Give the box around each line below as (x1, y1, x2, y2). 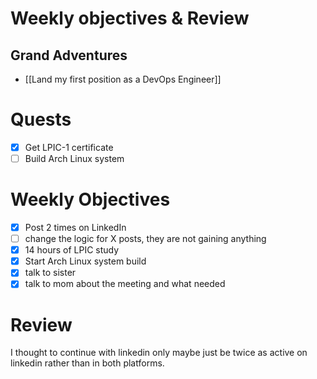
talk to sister (24, 267, 77, 279)
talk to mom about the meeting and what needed (24, 278, 226, 290)
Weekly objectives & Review (10, 7, 250, 30)
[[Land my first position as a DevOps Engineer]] (24, 73, 222, 85)
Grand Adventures (10, 47, 128, 64)
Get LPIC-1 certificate (24, 141, 114, 153)
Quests (10, 108, 72, 131)
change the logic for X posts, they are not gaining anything (24, 233, 267, 245)
